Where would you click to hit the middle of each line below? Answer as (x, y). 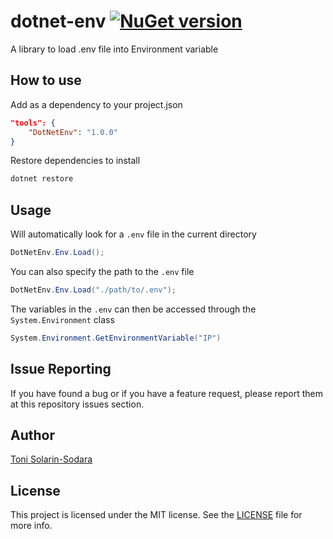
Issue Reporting (61, 369)
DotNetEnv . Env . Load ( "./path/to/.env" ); (93, 290)
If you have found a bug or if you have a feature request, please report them (167, 393)
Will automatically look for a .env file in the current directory (133, 234)
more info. (31, 526)
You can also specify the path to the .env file (102, 271)
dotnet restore (42, 179)
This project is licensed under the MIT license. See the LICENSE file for (156, 515)
